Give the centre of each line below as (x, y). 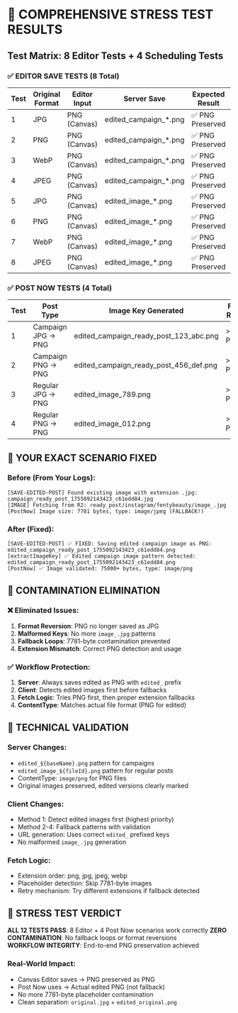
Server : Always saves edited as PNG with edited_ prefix (100, 682)
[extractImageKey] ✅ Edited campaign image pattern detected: (102, 556)
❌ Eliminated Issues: (43, 611)
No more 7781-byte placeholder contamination (85, 994)
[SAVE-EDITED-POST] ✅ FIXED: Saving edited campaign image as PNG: (110, 544)
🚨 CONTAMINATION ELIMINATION (84, 591)
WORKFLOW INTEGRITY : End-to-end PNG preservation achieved (103, 946)
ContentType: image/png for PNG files (72, 778)
